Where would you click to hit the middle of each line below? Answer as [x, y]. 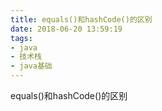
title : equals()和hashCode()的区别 [81, 19]
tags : [21, 38]
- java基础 [31, 66]
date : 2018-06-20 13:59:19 [66, 29]
